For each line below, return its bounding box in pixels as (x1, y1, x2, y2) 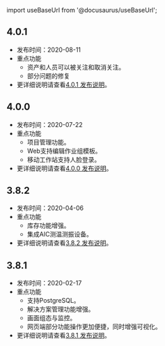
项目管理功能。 (26, 137, 70, 146)
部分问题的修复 (26, 71, 70, 80)
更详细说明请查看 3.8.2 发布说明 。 (16, 239, 113, 247)
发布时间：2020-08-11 (16, 45, 81, 54)
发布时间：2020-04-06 (16, 204, 84, 212)
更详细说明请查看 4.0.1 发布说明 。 (16, 80, 111, 89)
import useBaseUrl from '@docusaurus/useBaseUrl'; (6, 6, 157, 14)
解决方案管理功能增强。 (26, 305, 95, 313)
